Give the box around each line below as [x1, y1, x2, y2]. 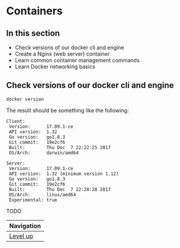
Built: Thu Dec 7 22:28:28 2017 [8, 186, 111, 192]
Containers [6, 4, 63, 18]
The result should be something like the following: [6, 107, 129, 114]
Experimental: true [8, 196, 58, 203]
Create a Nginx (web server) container [14, 50, 110, 58]
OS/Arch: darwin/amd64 [8, 150, 79, 156]
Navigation [9, 222, 41, 230]
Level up [9, 232, 33, 240]
